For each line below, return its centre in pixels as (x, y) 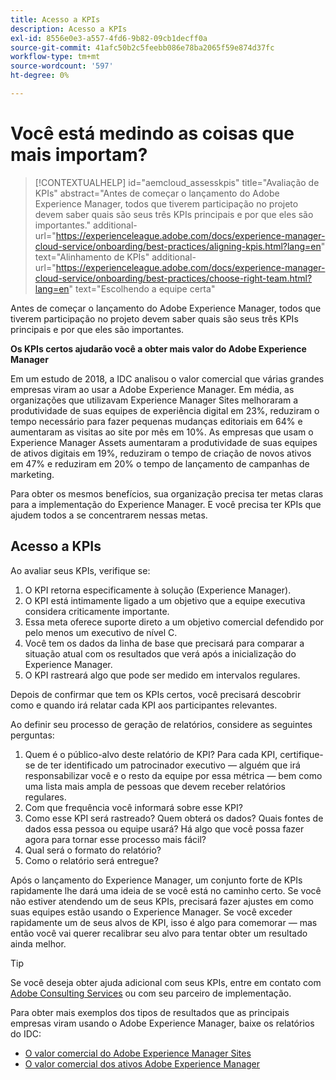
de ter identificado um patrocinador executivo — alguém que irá (169, 765)
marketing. (32, 474)
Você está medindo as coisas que (152, 133)
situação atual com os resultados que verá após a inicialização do (160, 653)
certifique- (301, 754)
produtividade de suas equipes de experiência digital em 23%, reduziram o (165, 410)
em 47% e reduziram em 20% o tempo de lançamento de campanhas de (160, 463)
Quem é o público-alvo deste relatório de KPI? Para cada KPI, (151, 754)
